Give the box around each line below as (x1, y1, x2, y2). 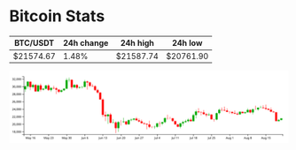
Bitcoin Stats (9, 6, 105, 26)
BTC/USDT (14, 38, 55, 49)
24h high (120, 38, 155, 49)
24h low (171, 38, 203, 49)
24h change (63, 38, 109, 49)
